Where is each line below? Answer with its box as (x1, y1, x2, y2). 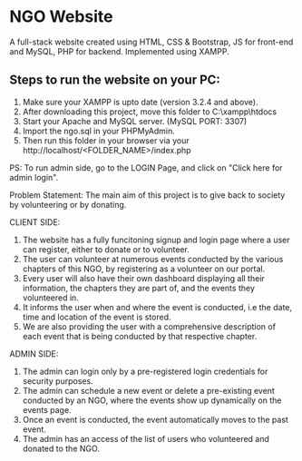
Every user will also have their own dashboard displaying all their (22, 272, 265, 283)
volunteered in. (22, 292, 79, 303)
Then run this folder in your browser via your (22, 134, 190, 146)
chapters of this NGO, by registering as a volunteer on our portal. (22, 263, 266, 274)
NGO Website (9, 6, 113, 27)
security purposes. (22, 375, 93, 387)
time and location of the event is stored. (22, 311, 171, 322)
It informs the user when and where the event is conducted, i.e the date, (22, 301, 293, 312)
